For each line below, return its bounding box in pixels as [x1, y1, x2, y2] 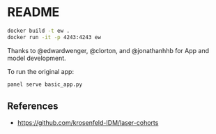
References [7, 100, 59, 112]
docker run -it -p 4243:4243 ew [7, 33, 101, 40]
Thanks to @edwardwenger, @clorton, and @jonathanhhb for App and [7, 46, 210, 54]
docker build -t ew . [7, 27, 70, 34]
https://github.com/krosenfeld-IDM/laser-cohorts [17, 119, 159, 127]
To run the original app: [7, 67, 75, 75]
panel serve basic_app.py [7, 81, 82, 88]
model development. [7, 54, 66, 62]
